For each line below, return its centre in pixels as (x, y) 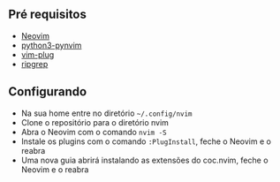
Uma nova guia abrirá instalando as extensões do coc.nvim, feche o (144, 160)
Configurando (48, 92)
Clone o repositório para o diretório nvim (95, 122)
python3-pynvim (51, 45)
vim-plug (38, 54)
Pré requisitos (48, 15)
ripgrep (34, 64)
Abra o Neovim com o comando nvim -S (94, 132)
